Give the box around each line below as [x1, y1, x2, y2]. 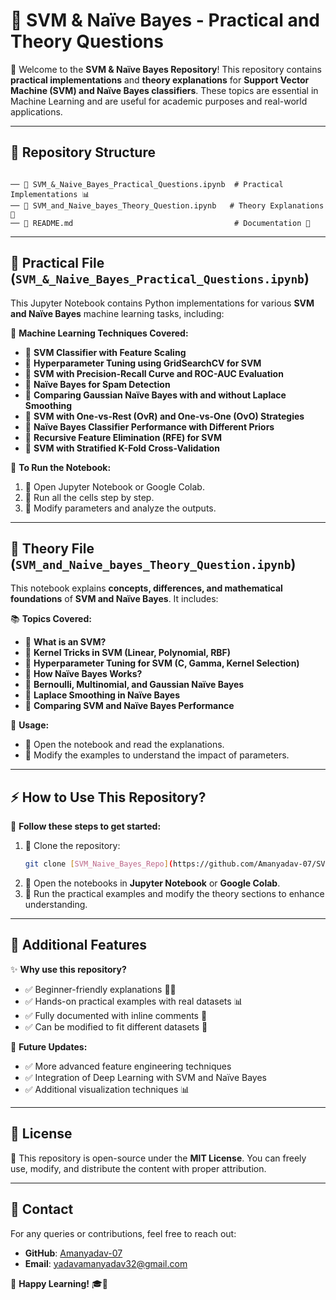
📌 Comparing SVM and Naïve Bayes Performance [24, 700, 235, 712]
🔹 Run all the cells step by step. [24, 491, 155, 503]
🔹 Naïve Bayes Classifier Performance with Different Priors [24, 420, 275, 433]
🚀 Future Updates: [10, 1040, 88, 1053]
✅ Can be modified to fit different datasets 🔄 [24, 1020, 208, 1033]
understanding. [24, 899, 88, 911]
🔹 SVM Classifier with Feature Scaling [24, 346, 187, 358]
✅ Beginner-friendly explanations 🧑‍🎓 [24, 983, 177, 995]
